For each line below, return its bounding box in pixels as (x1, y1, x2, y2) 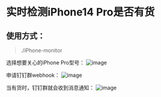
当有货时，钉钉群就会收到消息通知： (6, 84, 95, 91)
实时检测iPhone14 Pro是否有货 (6, 5, 155, 19)
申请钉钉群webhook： (6, 72, 60, 79)
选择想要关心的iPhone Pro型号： (6, 59, 85, 66)
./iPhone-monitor (20, 47, 63, 54)
